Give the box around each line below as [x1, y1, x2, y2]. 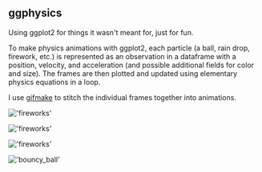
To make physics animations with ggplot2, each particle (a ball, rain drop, [8, 43, 250, 53]
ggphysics [8, 6, 62, 20]
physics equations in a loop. [8, 77, 101, 86]
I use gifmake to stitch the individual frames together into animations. [8, 92, 236, 102]
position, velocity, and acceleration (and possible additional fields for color [8, 60, 255, 70]
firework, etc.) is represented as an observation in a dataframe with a [8, 51, 236, 61]
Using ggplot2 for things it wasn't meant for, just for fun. [8, 27, 194, 37]
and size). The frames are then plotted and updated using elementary [8, 68, 238, 78]
